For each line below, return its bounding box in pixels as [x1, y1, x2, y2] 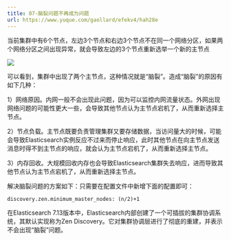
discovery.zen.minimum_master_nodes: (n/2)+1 [7, 195, 140, 202]
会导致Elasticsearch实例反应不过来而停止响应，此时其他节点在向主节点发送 [7, 135, 220, 144]
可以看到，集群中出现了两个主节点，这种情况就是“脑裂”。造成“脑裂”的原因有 [7, 72, 223, 80]
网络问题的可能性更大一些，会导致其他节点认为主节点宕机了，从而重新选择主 [7, 104, 224, 112]
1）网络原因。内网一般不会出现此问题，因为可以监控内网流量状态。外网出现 [7, 95, 221, 104]
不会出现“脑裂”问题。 [7, 226, 67, 234]
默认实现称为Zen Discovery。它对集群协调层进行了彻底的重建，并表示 [25, 217, 223, 225]
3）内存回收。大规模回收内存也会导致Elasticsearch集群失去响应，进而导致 [7, 158, 218, 167]
